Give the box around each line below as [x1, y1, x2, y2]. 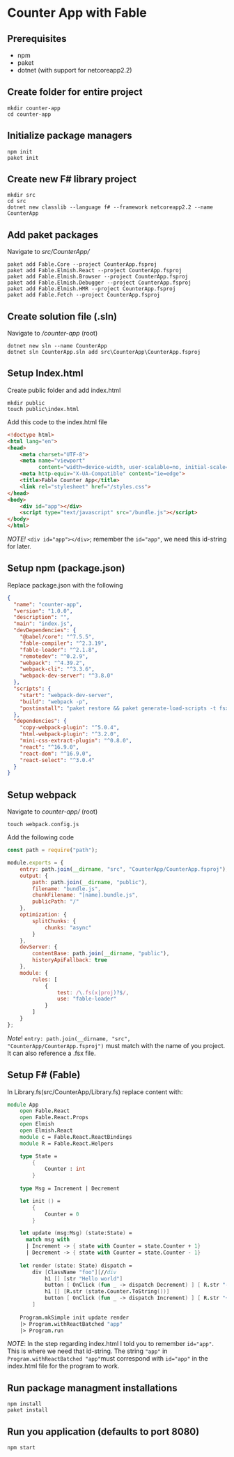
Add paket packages [7, 229, 99, 241]
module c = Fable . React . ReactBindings [19, 1133, 132, 1140]
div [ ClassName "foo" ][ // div [32, 1269, 117, 1276]
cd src [7, 197, 26, 205]
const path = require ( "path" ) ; [7, 846, 98, 854]
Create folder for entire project [7, 86, 143, 98]
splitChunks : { [32, 918, 77, 925]
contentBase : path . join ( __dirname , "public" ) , [32, 950, 170, 957]
